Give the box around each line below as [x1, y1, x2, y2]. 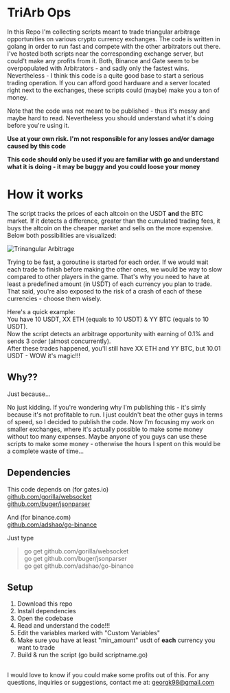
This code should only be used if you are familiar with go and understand [7, 155, 220, 163]
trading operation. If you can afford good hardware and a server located [7, 78, 211, 87]
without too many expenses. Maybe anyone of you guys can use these [7, 432, 207, 441]
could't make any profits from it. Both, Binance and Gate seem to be [7, 56, 199, 65]
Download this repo [16, 599, 73, 608]
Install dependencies [16, 607, 77, 615]
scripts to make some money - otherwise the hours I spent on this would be [7, 439, 221, 448]
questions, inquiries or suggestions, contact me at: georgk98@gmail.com [7, 678, 215, 686]
